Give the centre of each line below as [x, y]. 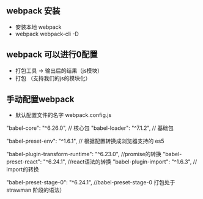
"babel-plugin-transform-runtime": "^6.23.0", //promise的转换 [84, 154]
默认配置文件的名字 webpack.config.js [63, 115]
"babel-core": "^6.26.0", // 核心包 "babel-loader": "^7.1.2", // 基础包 [90, 128]
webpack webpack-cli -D [47, 34]
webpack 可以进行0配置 [52, 55]
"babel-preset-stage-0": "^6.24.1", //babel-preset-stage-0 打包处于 [91, 182]
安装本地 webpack [38, 27]
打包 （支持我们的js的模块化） [53, 78]
